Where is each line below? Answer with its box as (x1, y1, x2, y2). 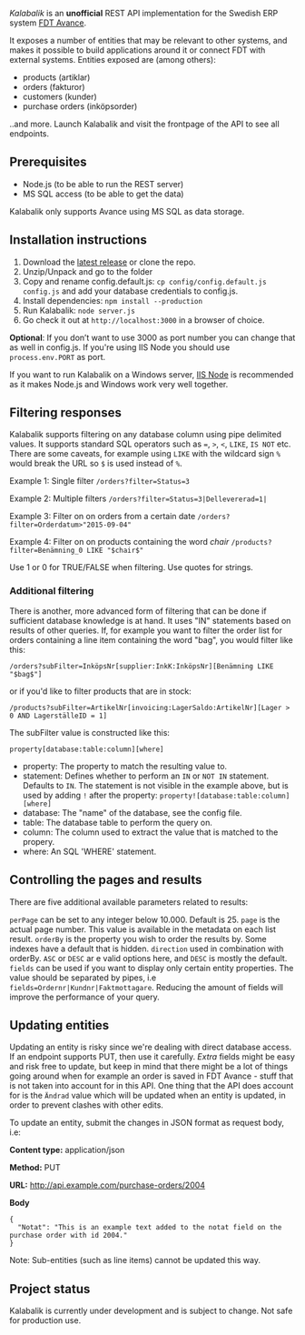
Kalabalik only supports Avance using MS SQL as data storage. (9, 206, 245, 216)
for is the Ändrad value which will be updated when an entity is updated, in (9, 1090, 286, 1101)
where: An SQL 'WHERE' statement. (22, 846, 157, 857)
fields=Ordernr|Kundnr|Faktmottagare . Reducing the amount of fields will (9, 981, 284, 992)
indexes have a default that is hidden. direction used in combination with (9, 943, 284, 954)
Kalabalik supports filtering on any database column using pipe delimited (9, 429, 282, 440)
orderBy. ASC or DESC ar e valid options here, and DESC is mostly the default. (9, 952, 288, 963)
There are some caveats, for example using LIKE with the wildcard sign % (9, 448, 281, 459)
